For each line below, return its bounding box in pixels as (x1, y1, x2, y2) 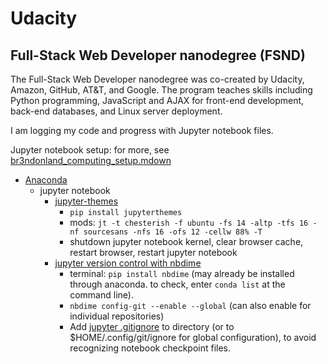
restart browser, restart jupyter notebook (69, 247, 238, 258)
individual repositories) (69, 310, 165, 322)
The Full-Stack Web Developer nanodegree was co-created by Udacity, (10, 73, 305, 85)
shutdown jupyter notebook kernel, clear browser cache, (69, 236, 304, 247)
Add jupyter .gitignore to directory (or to (69, 321, 235, 332)
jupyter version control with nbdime (54, 257, 202, 269)
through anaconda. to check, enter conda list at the (69, 278, 286, 290)
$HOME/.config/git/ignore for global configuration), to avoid (69, 332, 317, 343)
